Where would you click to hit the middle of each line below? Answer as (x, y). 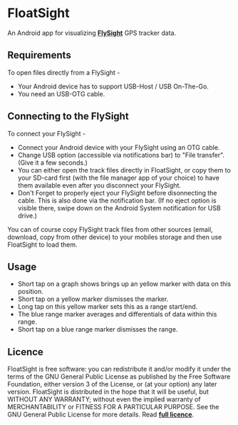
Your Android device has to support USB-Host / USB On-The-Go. (113, 86)
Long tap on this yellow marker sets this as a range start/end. (108, 307)
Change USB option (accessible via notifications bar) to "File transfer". (121, 155)
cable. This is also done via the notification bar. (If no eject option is (117, 200)
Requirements (39, 55)
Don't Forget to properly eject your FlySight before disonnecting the (117, 193)
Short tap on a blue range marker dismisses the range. (98, 329)
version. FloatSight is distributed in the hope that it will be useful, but (108, 392)
